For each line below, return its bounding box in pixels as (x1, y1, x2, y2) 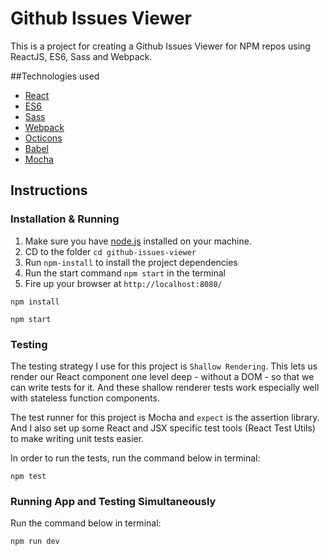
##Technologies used (10, 70, 100, 82)
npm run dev (10, 537, 60, 547)
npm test (10, 471, 47, 481)
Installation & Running (10, 212, 120, 226)
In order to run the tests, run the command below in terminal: (10, 452, 261, 464)
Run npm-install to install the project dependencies (24, 256, 238, 268)
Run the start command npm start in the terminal (24, 267, 226, 279)
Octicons (24, 132, 63, 144)
